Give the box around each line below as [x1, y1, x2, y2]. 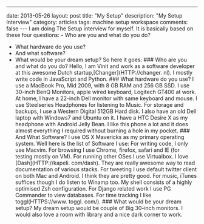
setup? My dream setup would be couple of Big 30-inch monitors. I [15, 205, 183, 211]
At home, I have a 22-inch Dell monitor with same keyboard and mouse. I [15, 95, 197, 102]
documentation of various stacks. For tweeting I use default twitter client [15, 166, 197, 173]
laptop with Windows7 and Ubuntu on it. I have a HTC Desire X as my [15, 114, 188, 121]
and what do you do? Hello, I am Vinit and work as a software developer [15, 63, 195, 70]
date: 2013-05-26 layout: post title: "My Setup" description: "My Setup [6, 12, 183, 19]
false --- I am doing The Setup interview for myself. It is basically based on [6, 25, 194, 32]
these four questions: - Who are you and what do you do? [6, 32, 151, 38]
